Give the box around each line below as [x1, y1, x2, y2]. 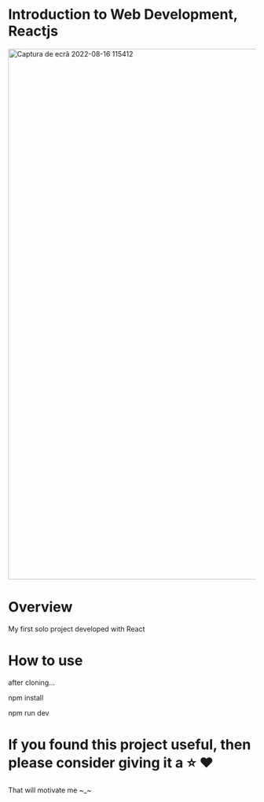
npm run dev [8, 708, 49, 717]
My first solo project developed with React [8, 624, 145, 634]
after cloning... [8, 678, 55, 687]
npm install [8, 693, 44, 702]
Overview [8, 598, 73, 616]
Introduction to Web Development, [8, 6, 238, 24]
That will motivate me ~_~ [8, 785, 92, 795]
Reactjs [8, 22, 59, 40]
